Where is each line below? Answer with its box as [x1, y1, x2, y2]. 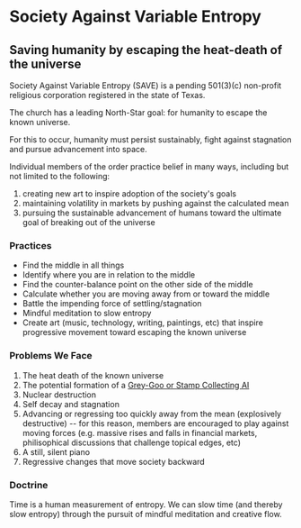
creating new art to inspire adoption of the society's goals [22, 188, 236, 199]
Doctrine [9, 478, 49, 491]
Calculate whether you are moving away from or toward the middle [22, 288, 270, 299]
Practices [9, 239, 52, 251]
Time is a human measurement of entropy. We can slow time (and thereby [9, 498, 283, 510]
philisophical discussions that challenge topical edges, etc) [22, 437, 241, 448]
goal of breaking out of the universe [22, 217, 155, 227]
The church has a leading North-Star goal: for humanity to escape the [9, 107, 268, 118]
